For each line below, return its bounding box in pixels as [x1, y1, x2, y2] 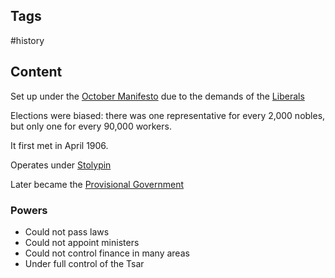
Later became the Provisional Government [10, 178, 185, 190]
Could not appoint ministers [24, 236, 140, 248]
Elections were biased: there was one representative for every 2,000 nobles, [10, 109, 326, 121]
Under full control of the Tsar [24, 257, 145, 269]
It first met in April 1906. [10, 139, 109, 151]
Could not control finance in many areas [24, 247, 190, 259]
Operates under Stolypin [10, 159, 112, 171]
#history [10, 34, 45, 46]
